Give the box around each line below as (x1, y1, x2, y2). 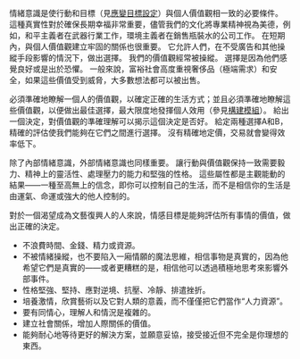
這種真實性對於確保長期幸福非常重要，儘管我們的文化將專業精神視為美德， (9, 19, 283, 29)
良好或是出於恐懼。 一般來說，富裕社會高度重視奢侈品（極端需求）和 (16, 63, 270, 74)
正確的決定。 (16, 221, 64, 231)
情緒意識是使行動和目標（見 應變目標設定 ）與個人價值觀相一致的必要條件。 (9, 8, 283, 18)
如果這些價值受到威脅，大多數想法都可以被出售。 (24, 75, 205, 85)
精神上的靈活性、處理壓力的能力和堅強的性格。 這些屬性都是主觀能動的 (24, 169, 286, 179)
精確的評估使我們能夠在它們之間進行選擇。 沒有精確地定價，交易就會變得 (9, 128, 278, 138)
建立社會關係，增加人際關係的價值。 (21, 318, 156, 329)
